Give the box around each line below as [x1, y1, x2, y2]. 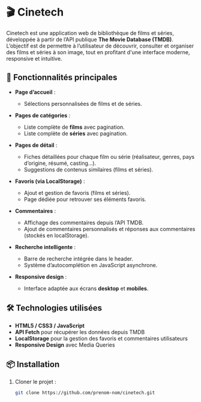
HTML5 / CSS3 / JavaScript [14, 322, 85, 329]
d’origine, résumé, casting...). [23, 159, 97, 167]
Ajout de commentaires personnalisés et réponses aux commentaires [23, 225, 196, 232]
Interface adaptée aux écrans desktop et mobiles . [23, 285, 149, 292]
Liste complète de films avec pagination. [23, 123, 125, 131]
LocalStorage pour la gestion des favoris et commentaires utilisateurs [14, 335, 188, 342]
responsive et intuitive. [6, 55, 62, 62]
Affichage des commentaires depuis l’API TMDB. [23, 218, 144, 226]
